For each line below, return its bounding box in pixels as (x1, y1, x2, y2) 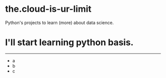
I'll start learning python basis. (5, 37, 134, 48)
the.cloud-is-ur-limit (5, 3, 92, 15)
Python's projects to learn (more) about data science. (5, 20, 114, 26)
